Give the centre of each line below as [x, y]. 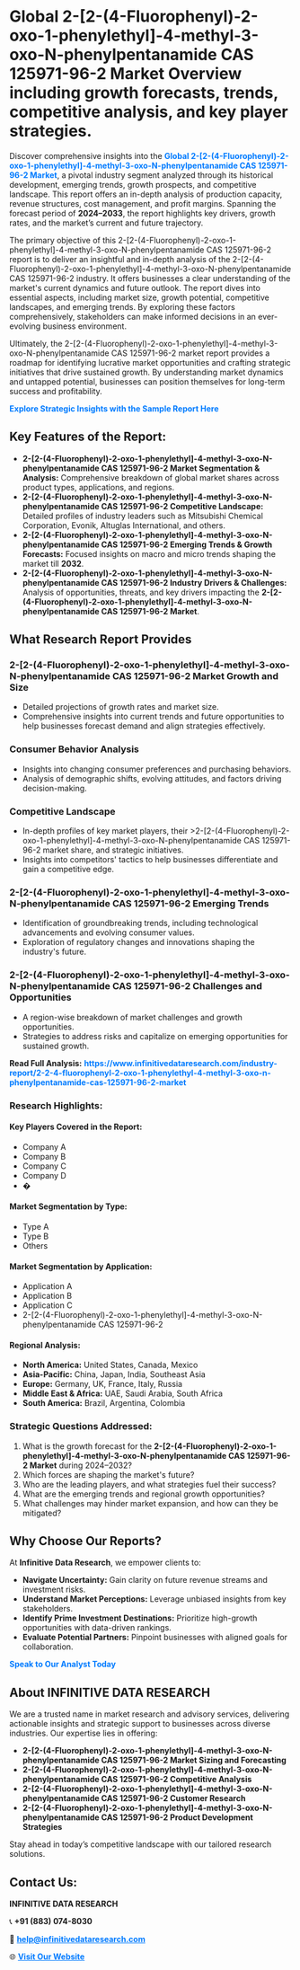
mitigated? [42, 1513]
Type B [35, 1236]
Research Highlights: [56, 1105]
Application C [48, 1305]
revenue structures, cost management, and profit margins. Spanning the [143, 203]
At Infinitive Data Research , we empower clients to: [106, 1563]
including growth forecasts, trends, [144, 93]
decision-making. [54, 788]
